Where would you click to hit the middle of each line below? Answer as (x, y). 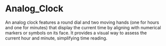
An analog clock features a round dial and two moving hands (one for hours (82, 22)
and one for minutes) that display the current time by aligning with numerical (83, 27)
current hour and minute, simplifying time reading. (56, 38)
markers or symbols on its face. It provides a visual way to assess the (76, 33)
